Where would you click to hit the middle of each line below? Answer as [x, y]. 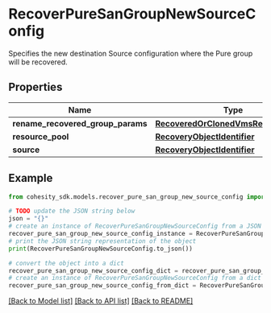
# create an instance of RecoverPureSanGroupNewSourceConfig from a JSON [135, 226]
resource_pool [41, 136]
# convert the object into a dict [67, 263]
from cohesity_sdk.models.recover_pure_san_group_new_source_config [126, 197]
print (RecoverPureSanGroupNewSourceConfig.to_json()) [101, 249]
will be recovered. [38, 62]
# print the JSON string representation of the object [102, 241]
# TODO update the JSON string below [72, 211]
